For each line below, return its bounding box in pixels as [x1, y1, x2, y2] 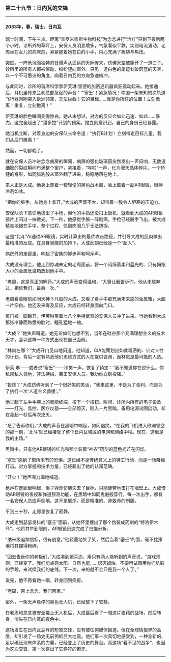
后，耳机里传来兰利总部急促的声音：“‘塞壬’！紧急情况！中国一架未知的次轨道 [5, 89, 166, 95]
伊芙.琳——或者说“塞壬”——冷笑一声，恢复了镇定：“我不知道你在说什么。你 [5, 364, 164, 370]
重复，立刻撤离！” [14, 102, 52, 108]
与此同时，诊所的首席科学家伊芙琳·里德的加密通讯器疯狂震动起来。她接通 [5, 83, 159, 89]
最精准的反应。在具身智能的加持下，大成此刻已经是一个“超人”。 [5, 239, 139, 245]
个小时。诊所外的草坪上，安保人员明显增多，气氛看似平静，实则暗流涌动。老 [5, 42, 166, 48]
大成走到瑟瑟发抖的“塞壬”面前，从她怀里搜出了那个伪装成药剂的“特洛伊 [5, 519, 154, 525]
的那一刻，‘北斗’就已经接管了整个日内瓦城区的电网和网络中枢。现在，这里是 [5, 429, 164, 435]
